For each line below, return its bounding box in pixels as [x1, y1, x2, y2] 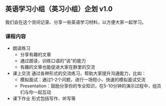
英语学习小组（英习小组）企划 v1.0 [5, 5, 113, 14]
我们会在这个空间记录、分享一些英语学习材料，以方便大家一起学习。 [5, 19, 146, 25]
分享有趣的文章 [20, 52, 51, 58]
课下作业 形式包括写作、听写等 [12, 95, 76, 101]
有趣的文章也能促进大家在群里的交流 [20, 64, 96, 70]
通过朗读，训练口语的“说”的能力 [20, 58, 86, 64]
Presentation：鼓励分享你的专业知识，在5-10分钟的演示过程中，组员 [20, 83, 161, 89]
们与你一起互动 [20, 89, 51, 95]
